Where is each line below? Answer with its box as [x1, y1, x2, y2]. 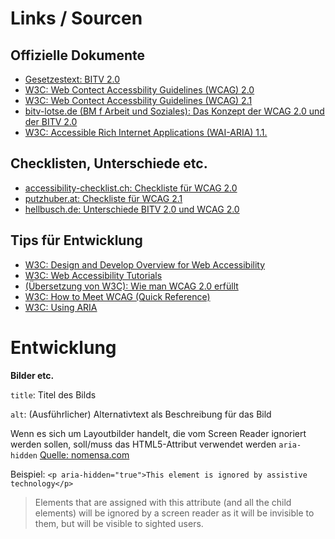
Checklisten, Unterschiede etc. [10, 155, 208, 172]
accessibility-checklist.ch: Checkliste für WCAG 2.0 [24, 182, 238, 194]
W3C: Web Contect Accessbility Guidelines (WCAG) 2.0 [24, 84, 255, 96]
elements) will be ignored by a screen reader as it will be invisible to [34, 507, 315, 519]
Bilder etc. [10, 369, 55, 381]
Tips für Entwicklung [10, 232, 143, 249]
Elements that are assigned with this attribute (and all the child [34, 496, 292, 508]
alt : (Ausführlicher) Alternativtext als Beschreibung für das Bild [10, 408, 272, 420]
